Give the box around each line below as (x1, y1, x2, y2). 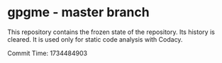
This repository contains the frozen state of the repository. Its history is (7, 28, 215, 36)
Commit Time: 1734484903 (7, 49, 87, 57)
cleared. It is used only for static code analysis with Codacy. (7, 35, 183, 43)
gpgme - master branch (7, 4, 150, 21)
